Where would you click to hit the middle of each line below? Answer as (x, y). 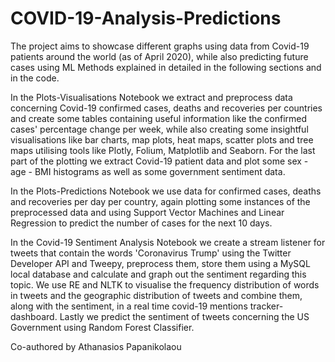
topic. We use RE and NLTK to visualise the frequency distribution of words (165, 284)
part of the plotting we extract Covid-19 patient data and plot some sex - (159, 161)
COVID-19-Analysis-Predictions (146, 18)
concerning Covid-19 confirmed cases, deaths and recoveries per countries (166, 108)
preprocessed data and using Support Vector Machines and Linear (147, 212)
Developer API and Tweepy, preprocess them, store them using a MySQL (160, 263)
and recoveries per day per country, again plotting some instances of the (160, 201)
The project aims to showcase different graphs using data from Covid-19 (160, 46)
